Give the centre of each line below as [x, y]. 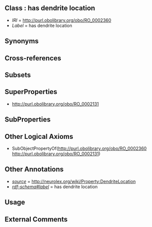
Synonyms [22, 41]
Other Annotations [34, 170]
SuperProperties [31, 92]
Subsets [18, 75]
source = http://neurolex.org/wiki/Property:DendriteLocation [74, 181]
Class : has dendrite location [50, 8]
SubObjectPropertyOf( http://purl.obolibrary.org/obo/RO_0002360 [79, 148]
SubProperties [28, 120]
